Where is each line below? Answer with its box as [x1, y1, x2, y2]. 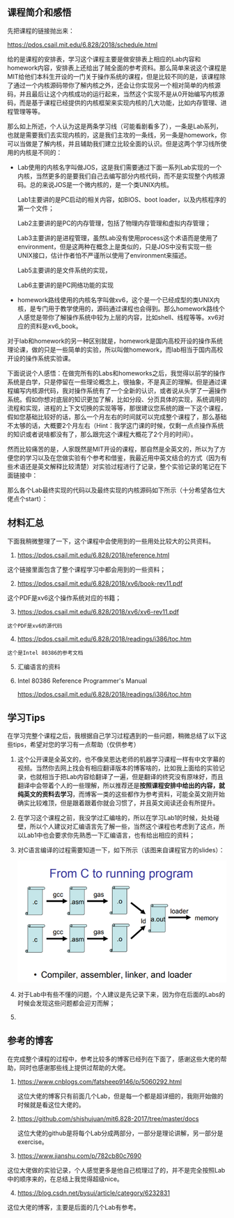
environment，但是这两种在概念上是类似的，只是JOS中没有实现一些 [17, 242, 212, 251]
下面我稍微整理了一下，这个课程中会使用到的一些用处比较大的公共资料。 [7, 537, 214, 545]
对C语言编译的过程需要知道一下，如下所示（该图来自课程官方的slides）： [17, 846, 225, 854]
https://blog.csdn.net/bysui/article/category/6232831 [17, 1189, 171, 1197]
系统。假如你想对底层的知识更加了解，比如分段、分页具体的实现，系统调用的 [7, 395, 227, 403]
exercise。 [17, 1137, 49, 1146]
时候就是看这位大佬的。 [17, 1100, 85, 1108]
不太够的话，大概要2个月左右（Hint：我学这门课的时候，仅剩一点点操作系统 [7, 421, 224, 429]
